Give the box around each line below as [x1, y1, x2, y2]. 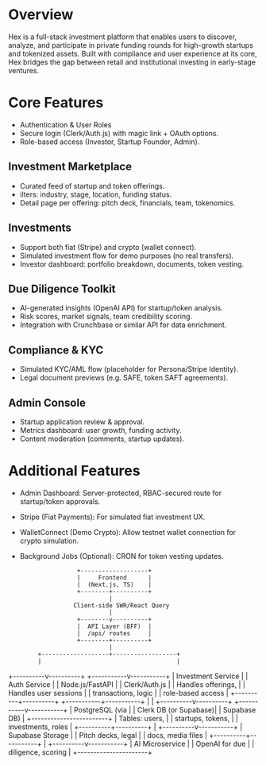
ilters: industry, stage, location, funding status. [19, 189, 172, 199]
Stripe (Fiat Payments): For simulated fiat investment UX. [19, 512, 206, 521]
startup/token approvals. [19, 496, 101, 506]
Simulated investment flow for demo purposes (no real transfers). [19, 251, 234, 260]
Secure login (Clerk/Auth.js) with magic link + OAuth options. [19, 128, 219, 138]
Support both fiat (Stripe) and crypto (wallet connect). [19, 242, 197, 252]
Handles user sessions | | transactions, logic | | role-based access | [8, 688, 229, 697]
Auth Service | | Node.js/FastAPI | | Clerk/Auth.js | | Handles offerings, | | [8, 679, 246, 689]
